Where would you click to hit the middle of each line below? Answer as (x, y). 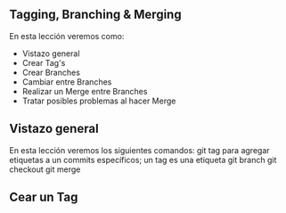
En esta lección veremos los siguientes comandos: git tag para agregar (139, 150)
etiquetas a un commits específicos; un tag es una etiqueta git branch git (143, 160)
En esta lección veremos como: (67, 36)
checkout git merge (45, 169)
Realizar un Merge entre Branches (85, 91)
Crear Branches (51, 72)
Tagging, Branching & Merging (95, 15)
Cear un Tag (44, 197)
